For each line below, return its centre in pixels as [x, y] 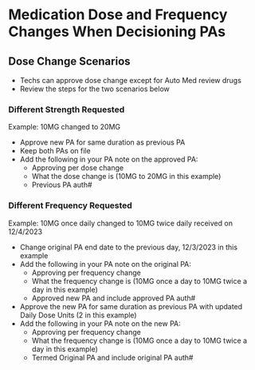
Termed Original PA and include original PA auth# [112, 357]
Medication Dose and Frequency [118, 15]
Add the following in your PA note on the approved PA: [109, 159]
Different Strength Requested [67, 109]
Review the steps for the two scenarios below [94, 89]
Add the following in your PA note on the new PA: [100, 323]
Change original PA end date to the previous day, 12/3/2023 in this [128, 247]
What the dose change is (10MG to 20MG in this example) [126, 177]
